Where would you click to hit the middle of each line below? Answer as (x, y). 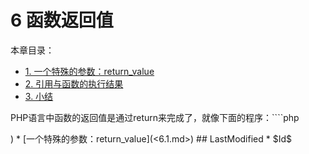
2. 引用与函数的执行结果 (74, 83)
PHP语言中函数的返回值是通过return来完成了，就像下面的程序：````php (155, 117)
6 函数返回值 (62, 20)
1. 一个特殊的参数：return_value (89, 71)
